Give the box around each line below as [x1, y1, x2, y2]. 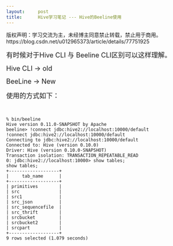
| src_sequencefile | [6, 204, 62, 210]
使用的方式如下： [6, 91, 60, 100]
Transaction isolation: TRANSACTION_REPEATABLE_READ [6, 152, 139, 158]
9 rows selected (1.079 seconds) [6, 235, 89, 241]
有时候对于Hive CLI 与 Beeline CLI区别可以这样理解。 [6, 51, 172, 59]
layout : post [6, 8, 49, 15]
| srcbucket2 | [6, 219, 62, 225]
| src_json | [6, 199, 62, 205]
